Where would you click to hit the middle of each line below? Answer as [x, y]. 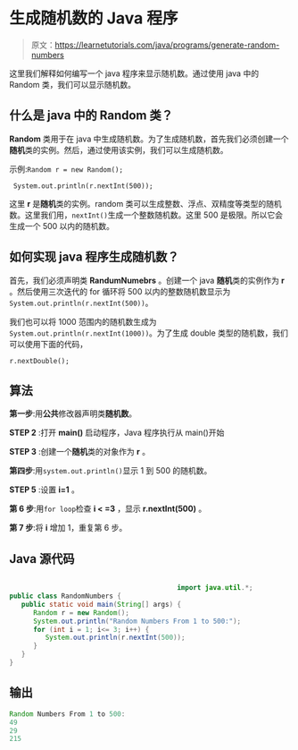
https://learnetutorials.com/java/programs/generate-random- [167, 45]
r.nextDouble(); [39, 361]
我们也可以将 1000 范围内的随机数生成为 [83, 321]
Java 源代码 [42, 559]
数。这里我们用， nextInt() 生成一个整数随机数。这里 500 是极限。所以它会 [146, 215]
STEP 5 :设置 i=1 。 [45, 490]
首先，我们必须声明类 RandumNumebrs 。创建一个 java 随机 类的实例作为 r [147, 280]
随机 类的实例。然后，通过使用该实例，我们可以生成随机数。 [119, 149]
